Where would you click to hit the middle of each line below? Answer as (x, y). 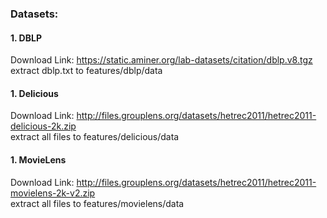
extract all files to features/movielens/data (97, 203)
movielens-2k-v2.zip (53, 193)
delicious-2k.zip (43, 126)
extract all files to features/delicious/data (95, 137)
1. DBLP (26, 38)
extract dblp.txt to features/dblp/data (86, 71)
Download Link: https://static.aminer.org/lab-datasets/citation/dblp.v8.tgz (161, 60)
